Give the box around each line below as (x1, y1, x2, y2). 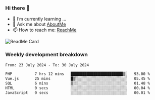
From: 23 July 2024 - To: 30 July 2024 (5, 62, 89, 67)
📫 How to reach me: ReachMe (12, 27, 77, 33)
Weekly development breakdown (5, 51, 88, 58)
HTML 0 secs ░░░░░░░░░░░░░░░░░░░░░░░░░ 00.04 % (5, 85, 150, 91)
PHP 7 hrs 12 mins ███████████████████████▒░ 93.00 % (5, 71, 150, 77)
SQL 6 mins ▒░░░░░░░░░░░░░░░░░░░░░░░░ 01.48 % (5, 81, 150, 86)
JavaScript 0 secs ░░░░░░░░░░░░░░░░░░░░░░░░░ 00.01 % (5, 90, 150, 95)
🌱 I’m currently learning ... (12, 16, 67, 22)
